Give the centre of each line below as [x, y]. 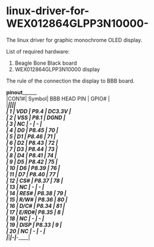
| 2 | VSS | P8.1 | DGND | [36, 118]
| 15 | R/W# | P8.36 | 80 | [37, 199]
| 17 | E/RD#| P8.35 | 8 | [35, 212]
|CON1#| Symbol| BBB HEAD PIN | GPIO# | [58, 99]
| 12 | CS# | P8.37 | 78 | [35, 180]
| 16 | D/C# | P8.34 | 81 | [36, 205]
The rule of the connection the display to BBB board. [70, 81]
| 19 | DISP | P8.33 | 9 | [34, 224]
